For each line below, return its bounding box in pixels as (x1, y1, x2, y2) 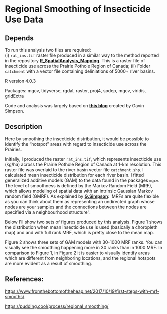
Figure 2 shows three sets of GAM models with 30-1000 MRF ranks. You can (5, 239, 163, 245)
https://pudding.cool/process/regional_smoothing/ (5, 303, 109, 309)
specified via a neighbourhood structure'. (5, 209, 90, 215)
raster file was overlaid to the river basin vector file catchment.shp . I (5, 166, 144, 173)
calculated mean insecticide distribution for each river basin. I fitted (5, 172, 144, 178)
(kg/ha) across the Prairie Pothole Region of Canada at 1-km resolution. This (5, 161, 162, 167)
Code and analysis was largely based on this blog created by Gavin (5, 103, 144, 108)
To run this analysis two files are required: (5, 47, 91, 53)
